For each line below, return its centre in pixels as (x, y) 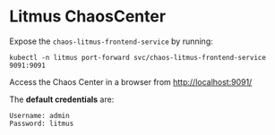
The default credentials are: (62, 99)
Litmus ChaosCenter (88, 17)
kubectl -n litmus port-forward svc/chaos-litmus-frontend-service (138, 57)
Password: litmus (42, 123)
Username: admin (39, 115)
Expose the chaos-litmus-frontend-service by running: (111, 41)
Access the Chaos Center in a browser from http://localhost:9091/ (131, 81)
